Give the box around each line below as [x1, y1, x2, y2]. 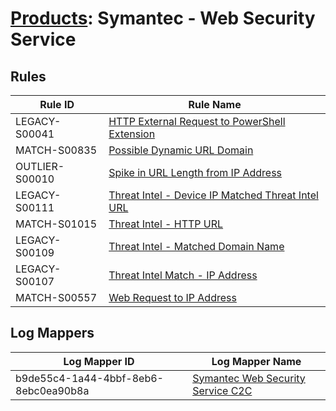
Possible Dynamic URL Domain [108, 143, 254, 157]
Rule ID [39, 98, 75, 111]
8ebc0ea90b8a [15, 383, 90, 397]
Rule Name [188, 98, 242, 111]
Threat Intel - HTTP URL [108, 217, 224, 231]
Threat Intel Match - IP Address [108, 268, 258, 282]
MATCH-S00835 [15, 143, 98, 157]
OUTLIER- [15, 160, 65, 173]
